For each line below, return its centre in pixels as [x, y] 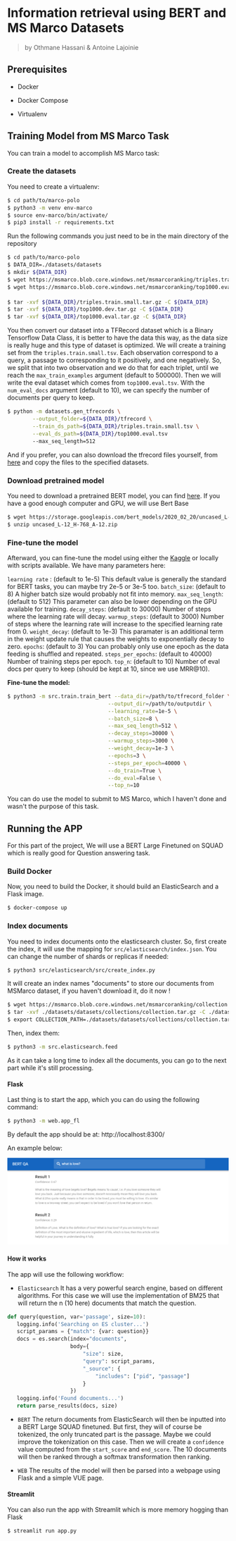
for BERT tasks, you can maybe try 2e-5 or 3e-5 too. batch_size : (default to [117, 586]
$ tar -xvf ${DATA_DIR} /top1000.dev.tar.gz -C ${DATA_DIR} [96, 309]
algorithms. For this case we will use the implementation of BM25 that [118, 1295]
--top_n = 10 [124, 786]
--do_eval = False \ [135, 778]
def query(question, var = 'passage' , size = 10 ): [77, 1317]
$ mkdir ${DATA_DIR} [38, 273]
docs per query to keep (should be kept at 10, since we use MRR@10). [109, 669]
